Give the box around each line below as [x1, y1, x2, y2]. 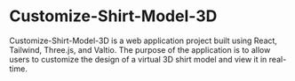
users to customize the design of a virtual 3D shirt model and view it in [9, 54, 267, 64]
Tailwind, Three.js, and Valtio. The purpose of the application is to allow [9, 44, 271, 55]
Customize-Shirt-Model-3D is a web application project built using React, [9, 35, 278, 46]
